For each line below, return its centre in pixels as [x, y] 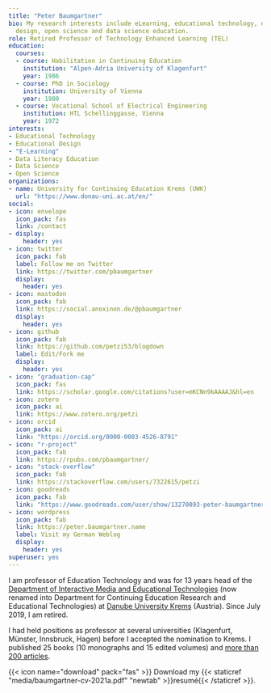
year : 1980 [41, 99]
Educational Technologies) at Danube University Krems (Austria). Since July [134, 606]
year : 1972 [41, 121]
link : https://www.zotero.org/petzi [77, 414]
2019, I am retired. [38, 615]
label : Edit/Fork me [50, 354]
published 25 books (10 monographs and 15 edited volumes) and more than [134, 647]
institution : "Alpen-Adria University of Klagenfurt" [115, 69]
